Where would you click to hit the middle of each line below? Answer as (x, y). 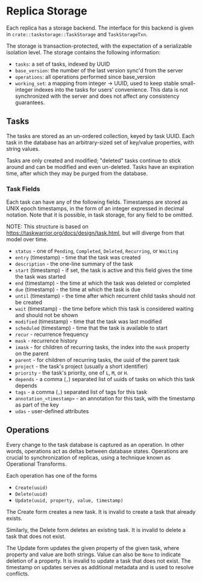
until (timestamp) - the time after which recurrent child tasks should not (105, 296)
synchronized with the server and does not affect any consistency (97, 96)
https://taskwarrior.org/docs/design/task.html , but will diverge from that (96, 233)
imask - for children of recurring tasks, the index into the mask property (102, 347)
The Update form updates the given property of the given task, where (93, 548)
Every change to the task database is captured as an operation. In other (95, 444)
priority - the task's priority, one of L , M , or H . (71, 373)
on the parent (32, 353)
